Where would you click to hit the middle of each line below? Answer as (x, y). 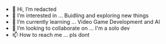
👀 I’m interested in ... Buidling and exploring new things (80, 15)
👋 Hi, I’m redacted (34, 9)
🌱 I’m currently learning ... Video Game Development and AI (86, 22)
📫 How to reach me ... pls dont (51, 35)
